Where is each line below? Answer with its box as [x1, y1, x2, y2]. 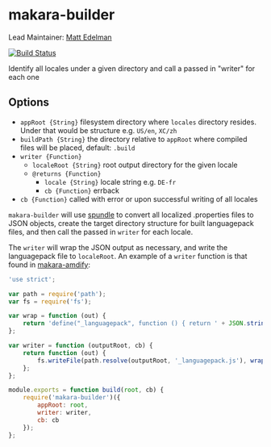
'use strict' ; [8, 275, 56, 283]
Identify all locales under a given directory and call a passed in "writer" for [8, 63, 256, 73]
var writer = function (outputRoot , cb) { [8, 341, 153, 349]
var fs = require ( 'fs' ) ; [8, 297, 92, 306]
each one [8, 72, 40, 81]
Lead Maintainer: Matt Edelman [8, 32, 112, 42]
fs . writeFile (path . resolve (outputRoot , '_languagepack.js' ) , [37, 357, 248, 365]
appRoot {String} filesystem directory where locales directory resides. [19, 117, 256, 127]
